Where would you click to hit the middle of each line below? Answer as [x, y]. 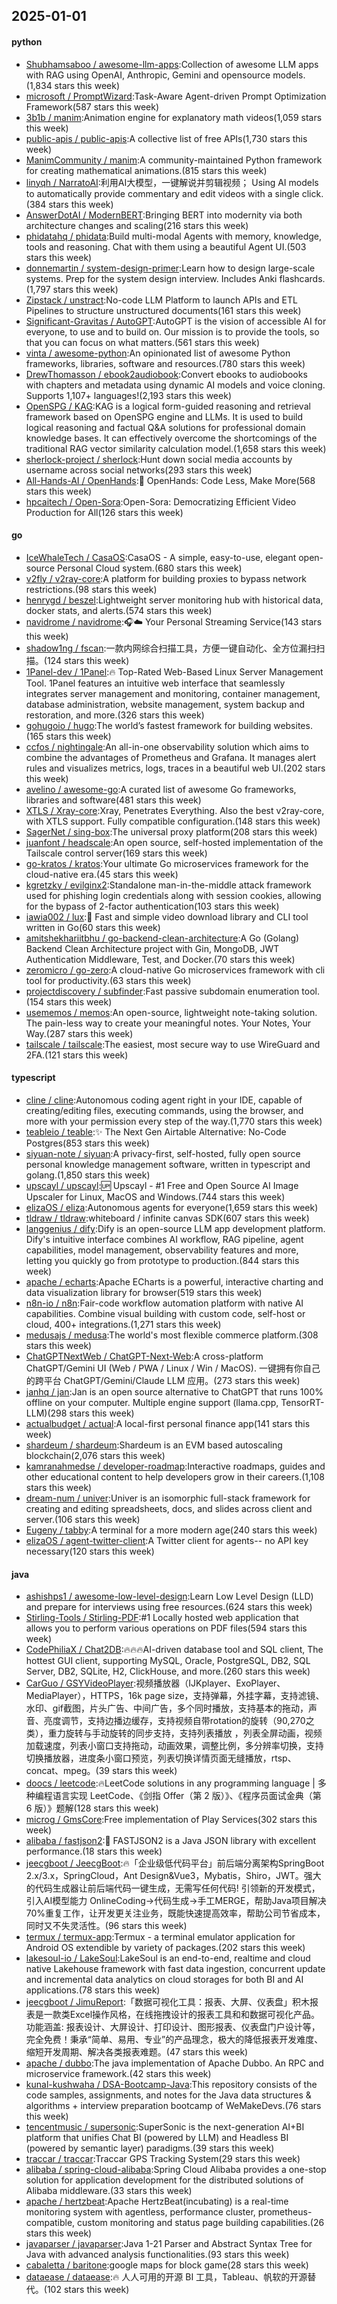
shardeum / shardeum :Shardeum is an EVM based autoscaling [154, 1445]
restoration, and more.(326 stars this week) [115, 715]
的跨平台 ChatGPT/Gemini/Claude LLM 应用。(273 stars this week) [163, 1380]
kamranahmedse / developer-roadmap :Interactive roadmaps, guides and [175, 1466]
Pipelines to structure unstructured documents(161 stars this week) [163, 310]
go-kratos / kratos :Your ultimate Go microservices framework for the [167, 863]
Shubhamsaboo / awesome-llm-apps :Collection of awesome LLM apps [172, 64]
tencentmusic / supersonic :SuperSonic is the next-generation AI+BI [165, 2127]
